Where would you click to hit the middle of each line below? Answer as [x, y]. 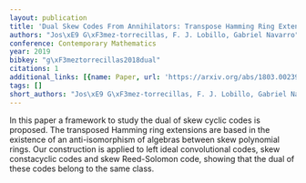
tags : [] [26, 86]
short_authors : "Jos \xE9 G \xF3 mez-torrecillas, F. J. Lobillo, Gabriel [148, 94]
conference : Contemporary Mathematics [83, 43]
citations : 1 [34, 69]
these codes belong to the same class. [82, 168]
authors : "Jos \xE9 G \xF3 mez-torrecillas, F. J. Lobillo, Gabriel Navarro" [154, 35]
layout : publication [49, 18]
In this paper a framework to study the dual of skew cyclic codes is [135, 120]
